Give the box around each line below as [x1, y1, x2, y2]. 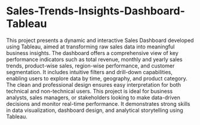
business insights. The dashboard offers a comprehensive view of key [6, 49, 179, 56]
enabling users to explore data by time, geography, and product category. [6, 75, 188, 82]
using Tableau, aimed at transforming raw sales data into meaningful [6, 43, 175, 50]
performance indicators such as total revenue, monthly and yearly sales [6, 56, 183, 63]
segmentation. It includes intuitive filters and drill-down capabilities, [6, 68, 173, 75]
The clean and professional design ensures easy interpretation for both [6, 81, 181, 88]
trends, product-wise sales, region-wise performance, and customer [6, 62, 175, 69]
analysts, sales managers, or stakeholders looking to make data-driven [6, 94, 180, 101]
